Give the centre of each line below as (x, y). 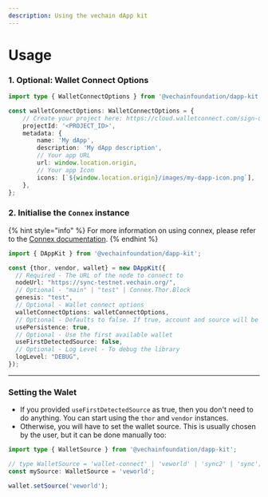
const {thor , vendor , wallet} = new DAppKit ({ (87, 268)
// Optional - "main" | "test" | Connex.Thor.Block (103, 290)
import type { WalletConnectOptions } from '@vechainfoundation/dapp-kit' (135, 97)
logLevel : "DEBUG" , (48, 357)
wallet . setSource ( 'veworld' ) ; (59, 486)
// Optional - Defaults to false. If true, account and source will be (137, 320)
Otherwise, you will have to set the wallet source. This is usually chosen (138, 427)
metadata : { (42, 133)
